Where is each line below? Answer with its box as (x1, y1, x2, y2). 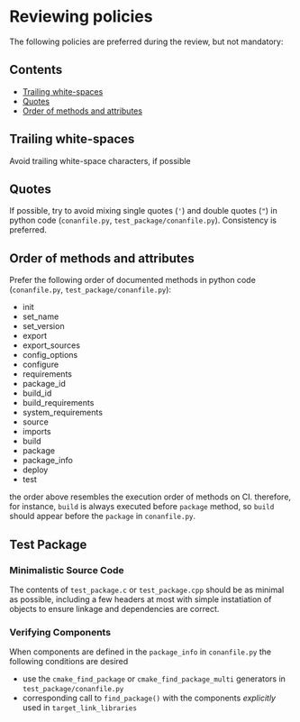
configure (22, 359, 59, 370)
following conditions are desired (9, 656, 129, 667)
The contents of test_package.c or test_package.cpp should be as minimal (9, 584, 285, 595)
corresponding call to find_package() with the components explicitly (22, 692, 277, 704)
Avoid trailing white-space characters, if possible (9, 155, 191, 166)
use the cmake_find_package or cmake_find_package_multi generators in (22, 673, 286, 684)
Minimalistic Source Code (9, 563, 124, 576)
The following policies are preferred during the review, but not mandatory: (9, 36, 284, 47)
